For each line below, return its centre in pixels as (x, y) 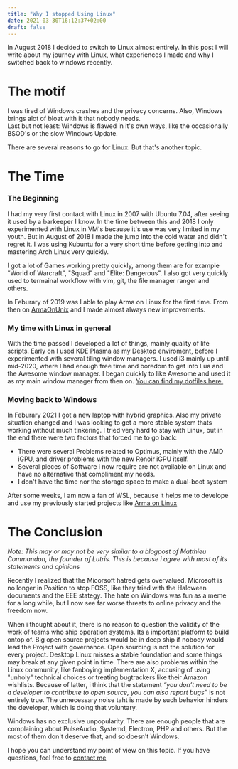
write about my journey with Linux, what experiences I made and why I (111, 55)
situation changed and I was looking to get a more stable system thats (110, 423)
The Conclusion (55, 532)
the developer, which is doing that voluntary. (72, 708)
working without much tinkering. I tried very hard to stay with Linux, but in (115, 430)
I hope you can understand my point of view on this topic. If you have (109, 751)
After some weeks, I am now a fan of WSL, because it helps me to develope (118, 496)
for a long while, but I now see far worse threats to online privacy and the (114, 603)
